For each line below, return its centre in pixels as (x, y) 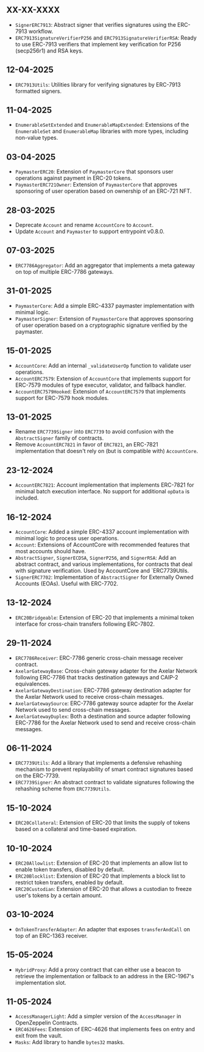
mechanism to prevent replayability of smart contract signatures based (104, 769)
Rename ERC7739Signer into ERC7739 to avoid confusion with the (94, 432)
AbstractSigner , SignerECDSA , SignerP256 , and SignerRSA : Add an (96, 557)
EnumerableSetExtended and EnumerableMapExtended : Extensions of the (102, 125)
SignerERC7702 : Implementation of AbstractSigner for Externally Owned (104, 577)
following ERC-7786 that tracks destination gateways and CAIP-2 (97, 677)
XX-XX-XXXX (33, 10)
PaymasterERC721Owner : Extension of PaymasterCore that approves (96, 185)
